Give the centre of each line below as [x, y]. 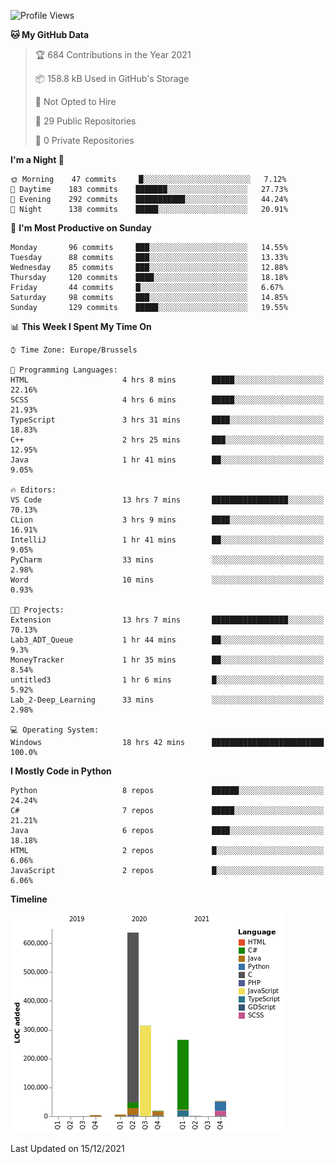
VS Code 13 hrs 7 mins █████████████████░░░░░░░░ [167, 500]
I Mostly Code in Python [61, 771]
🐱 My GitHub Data [50, 34]
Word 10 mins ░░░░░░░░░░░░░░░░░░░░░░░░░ [167, 580]
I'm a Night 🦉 [37, 159]
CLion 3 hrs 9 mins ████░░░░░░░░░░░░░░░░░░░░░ [167, 520]
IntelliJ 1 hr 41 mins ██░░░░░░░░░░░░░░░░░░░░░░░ [167, 540]
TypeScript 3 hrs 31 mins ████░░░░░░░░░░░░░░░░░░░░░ [167, 420]
